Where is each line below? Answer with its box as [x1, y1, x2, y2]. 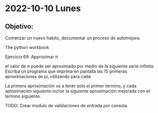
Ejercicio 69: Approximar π [5, 54, 58, 60]
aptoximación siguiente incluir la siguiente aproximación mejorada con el [5, 88, 150, 94]
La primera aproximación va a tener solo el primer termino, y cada [5, 83, 137, 89]
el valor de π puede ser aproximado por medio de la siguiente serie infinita [5, 64, 154, 69]
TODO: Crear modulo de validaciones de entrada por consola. [5, 103, 128, 108]
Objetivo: [5, 22, 34, 31]
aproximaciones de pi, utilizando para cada [5, 74, 91, 79]
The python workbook [5, 45, 49, 50]
